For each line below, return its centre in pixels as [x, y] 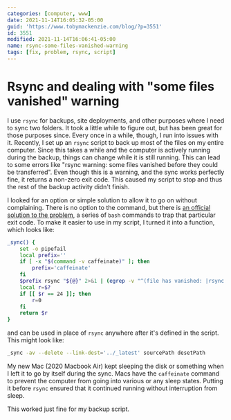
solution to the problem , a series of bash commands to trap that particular [111, 215]
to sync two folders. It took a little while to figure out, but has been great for [115, 128]
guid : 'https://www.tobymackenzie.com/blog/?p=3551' [85, 26]
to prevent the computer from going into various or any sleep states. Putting [115, 381]
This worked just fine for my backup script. [68, 409]
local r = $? [35, 287]
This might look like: [36, 340]
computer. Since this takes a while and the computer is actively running [109, 150]
